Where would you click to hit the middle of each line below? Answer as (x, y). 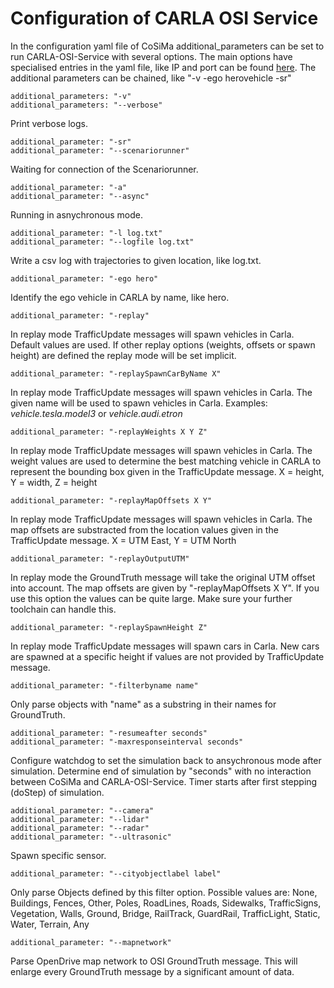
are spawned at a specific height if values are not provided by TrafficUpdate (167, 656)
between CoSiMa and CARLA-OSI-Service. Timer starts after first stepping (164, 781)
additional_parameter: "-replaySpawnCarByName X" (116, 373)
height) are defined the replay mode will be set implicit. (123, 355)
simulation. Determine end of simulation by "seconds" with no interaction (161, 771)
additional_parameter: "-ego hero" (84, 278)
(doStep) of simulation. (57, 792)
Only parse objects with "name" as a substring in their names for (143, 704)
